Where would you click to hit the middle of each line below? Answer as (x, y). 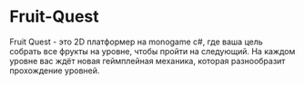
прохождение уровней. (55, 71)
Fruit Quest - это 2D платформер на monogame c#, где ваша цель (137, 42)
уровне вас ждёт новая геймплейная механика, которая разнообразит (147, 61)
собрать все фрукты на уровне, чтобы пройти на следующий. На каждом (152, 51)
